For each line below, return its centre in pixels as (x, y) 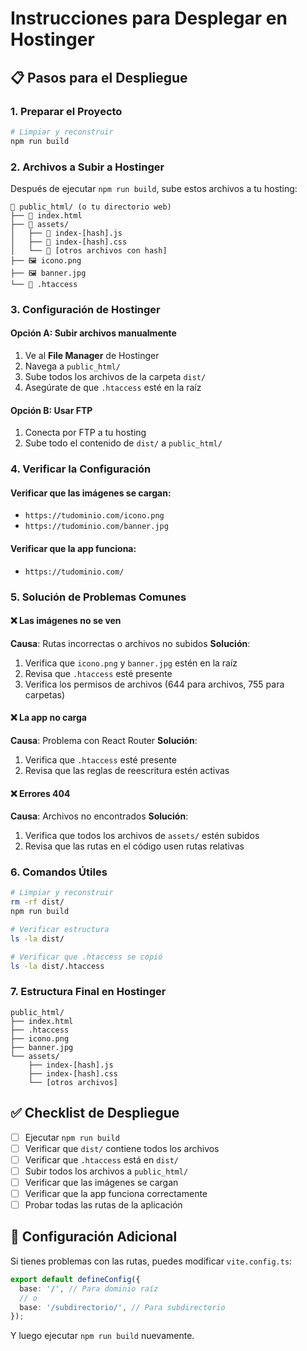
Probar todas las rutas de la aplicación (103, 1205)
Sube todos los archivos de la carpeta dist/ (115, 377)
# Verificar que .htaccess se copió (86, 957)
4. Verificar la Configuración (81, 469)
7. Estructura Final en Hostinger (88, 992)
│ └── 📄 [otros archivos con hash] (89, 250)
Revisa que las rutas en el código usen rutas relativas (134, 846)
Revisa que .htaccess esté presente (98, 673)
